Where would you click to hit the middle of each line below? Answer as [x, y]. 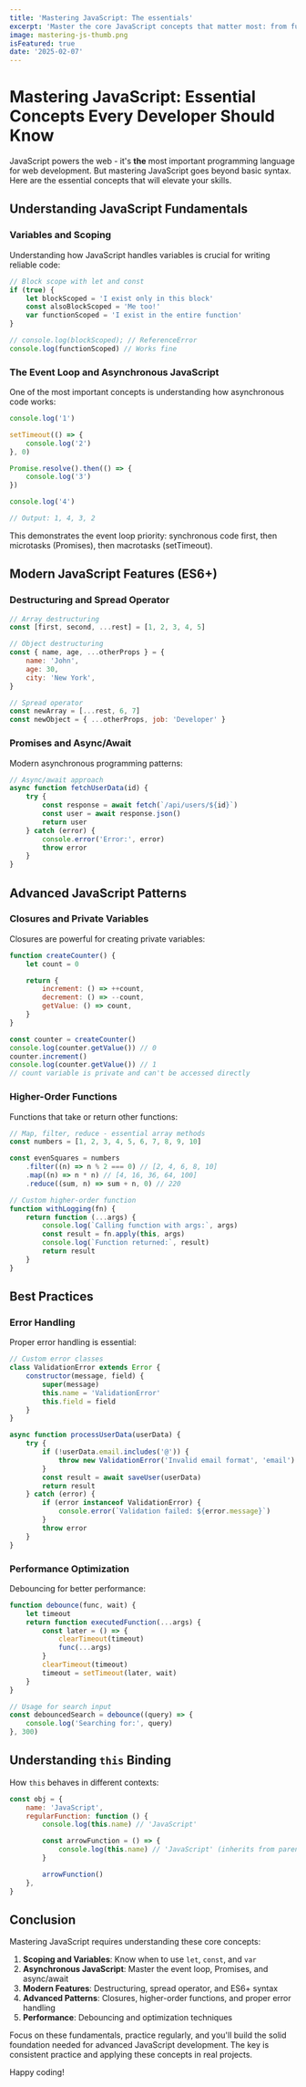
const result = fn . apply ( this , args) [113, 1234]
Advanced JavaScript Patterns [98, 893]
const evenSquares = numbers [65, 1158]
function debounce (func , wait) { [73, 1605]
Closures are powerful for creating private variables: [107, 939]
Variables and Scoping [61, 235]
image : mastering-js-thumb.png [69, 35]
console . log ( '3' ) [59, 477]
